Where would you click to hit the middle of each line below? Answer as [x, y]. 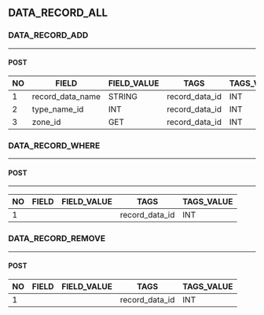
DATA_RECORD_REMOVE [57, 239]
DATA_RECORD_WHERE [54, 145]
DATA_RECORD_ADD [48, 35]
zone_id [46, 122]
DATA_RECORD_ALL [58, 13]
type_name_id [58, 109]
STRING [123, 96]
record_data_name [66, 96]
